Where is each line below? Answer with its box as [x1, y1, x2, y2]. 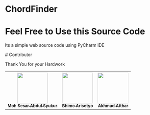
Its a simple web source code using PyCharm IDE [5, 42, 104, 48]
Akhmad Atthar [98, 103, 128, 109]
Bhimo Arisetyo [62, 103, 93, 109]
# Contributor [5, 52, 33, 57]
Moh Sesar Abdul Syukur [7, 103, 58, 109]
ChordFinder [5, 3, 58, 15]
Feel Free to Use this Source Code [5, 26, 146, 37]
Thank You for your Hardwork [5, 61, 65, 67]
